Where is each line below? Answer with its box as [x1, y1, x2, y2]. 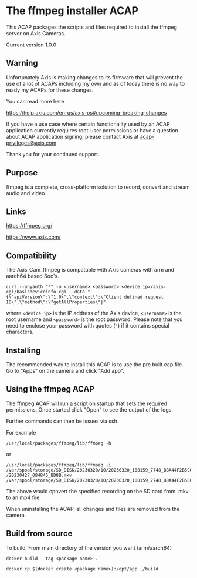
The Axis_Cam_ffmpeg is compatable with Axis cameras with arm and [6, 266, 175, 273]
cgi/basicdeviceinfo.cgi [6, 289, 67, 295]
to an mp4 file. [6, 494, 41, 501]
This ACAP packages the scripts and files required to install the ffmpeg [6, 24, 178, 31]
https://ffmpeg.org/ [6, 222, 53, 229]
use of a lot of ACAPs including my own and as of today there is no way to [6, 80, 185, 87]
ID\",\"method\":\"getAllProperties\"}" [6, 299, 107, 305]
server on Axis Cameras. [6, 29, 66, 36]
